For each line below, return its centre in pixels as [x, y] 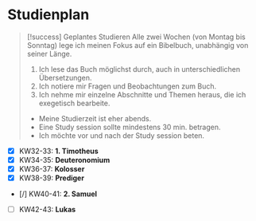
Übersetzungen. [65, 77]
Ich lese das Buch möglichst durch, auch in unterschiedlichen [140, 69]
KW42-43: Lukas [47, 210]
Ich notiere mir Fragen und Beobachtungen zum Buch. [127, 86]
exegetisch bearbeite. [74, 103]
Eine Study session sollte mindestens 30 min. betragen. [130, 127]
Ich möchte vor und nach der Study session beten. [121, 135]
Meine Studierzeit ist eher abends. [95, 118]
